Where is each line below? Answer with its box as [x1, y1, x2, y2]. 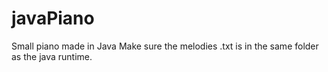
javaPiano [11, 7, 95, 30]
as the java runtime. [11, 50, 93, 62]
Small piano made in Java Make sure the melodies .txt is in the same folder [11, 40, 319, 52]
